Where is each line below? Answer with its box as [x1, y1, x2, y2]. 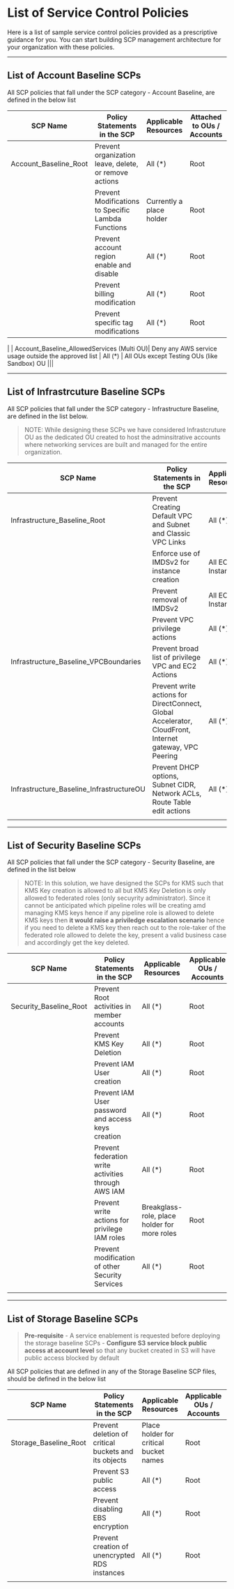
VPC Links [152, 537, 186, 547]
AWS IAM [93, 1187, 125, 1197]
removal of [152, 595, 188, 605]
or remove [94, 168, 129, 177]
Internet [152, 733, 178, 743]
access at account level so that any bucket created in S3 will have [24, 1346, 216, 1355]
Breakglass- [141, 1202, 183, 1212]
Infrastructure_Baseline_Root [10, 515, 106, 525]
